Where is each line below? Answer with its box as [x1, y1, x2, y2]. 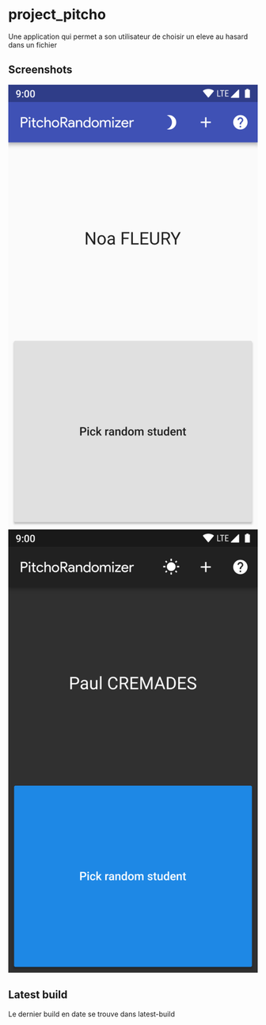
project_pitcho [8, 6, 107, 24]
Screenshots [8, 63, 73, 77]
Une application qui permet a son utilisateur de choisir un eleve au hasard [8, 32, 249, 41]
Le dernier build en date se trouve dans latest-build [8, 1009, 176, 1019]
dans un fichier [8, 40, 58, 49]
